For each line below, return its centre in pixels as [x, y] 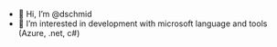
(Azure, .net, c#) [49, 33]
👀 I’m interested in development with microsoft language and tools [143, 23]
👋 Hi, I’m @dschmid [55, 14]
